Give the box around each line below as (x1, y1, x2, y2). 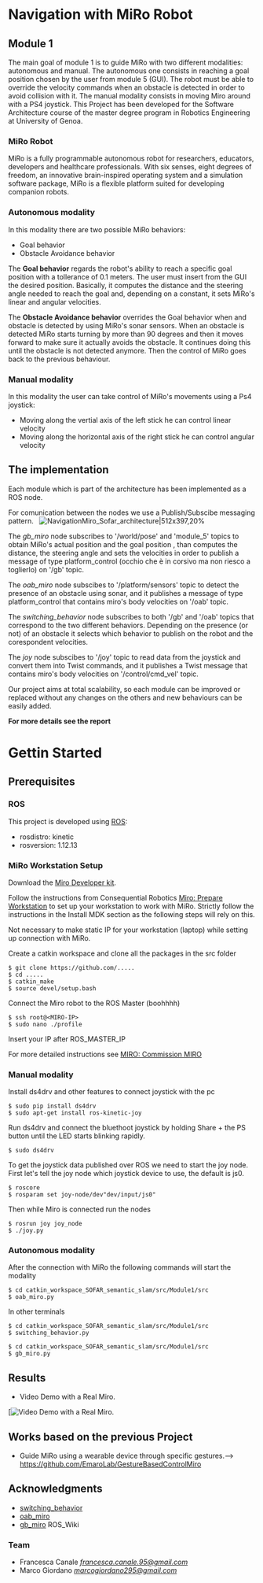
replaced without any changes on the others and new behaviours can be (8, 693, 243, 702)
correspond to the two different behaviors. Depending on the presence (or (8, 620, 249, 630)
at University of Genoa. (8, 117, 83, 125)
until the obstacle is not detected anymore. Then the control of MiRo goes (8, 346, 247, 355)
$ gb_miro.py (8, 1350, 51, 1358)
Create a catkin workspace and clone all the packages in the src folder (8, 949, 237, 958)
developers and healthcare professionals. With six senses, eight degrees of (8, 162, 252, 172)
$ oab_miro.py (8, 1293, 55, 1301)
